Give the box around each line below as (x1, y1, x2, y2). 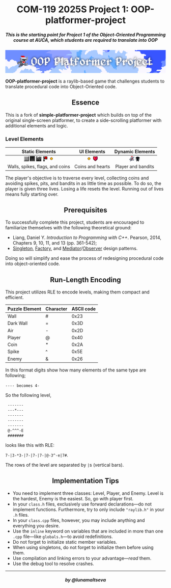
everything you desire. (12, 522, 60, 528)
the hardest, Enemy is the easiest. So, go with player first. (12, 495, 134, 501)
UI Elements (79, 148, 105, 154)
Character (45, 306, 68, 312)
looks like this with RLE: (5, 442, 55, 448)
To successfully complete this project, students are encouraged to (5, 219, 145, 225)
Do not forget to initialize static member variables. (12, 539, 118, 545)
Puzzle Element (7, 306, 42, 312)
